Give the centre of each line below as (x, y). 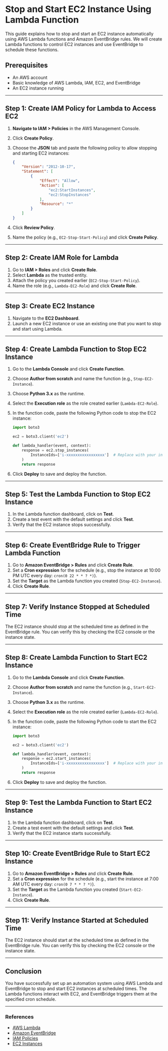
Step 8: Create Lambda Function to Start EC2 (76, 658)
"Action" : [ (52, 185)
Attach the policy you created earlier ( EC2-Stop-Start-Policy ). (76, 280)
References (19, 1017)
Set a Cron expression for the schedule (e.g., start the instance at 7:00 (85, 878)
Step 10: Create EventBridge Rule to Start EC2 (78, 854)
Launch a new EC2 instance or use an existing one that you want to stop (87, 323)
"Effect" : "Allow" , (59, 181)
